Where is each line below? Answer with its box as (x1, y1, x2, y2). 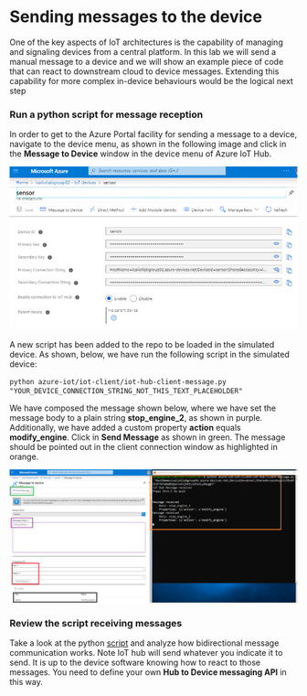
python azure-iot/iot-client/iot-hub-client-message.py (9, 378, 227, 387)
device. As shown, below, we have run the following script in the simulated (9, 349, 290, 360)
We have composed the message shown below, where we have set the (9, 402, 277, 413)
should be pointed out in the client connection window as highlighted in (9, 442, 279, 453)
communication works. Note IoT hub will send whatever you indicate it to (9, 648, 283, 659)
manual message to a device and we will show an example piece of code (9, 56, 284, 67)
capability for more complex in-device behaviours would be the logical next (9, 75, 294, 86)
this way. (9, 677, 43, 688)
